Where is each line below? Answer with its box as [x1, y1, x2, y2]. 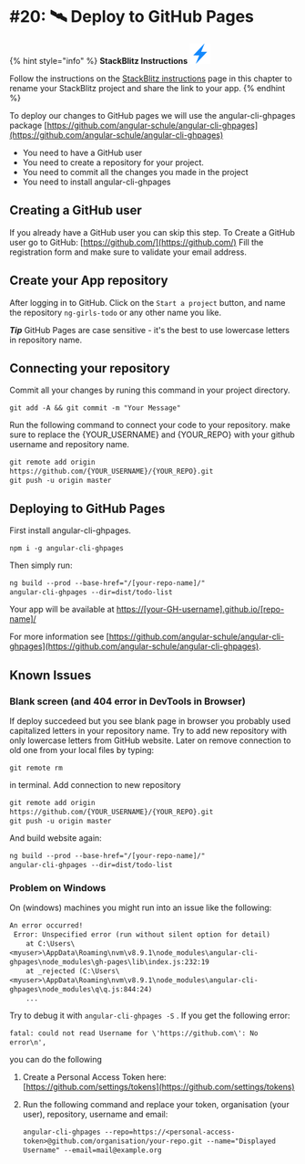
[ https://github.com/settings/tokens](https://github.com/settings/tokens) [22, 1082, 295, 1093]
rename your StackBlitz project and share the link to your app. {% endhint [9, 82, 285, 93]
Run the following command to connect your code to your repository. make [9, 420, 291, 431]
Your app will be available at [9, 603, 115, 615]
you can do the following [9, 1054, 103, 1065]
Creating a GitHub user [9, 203, 143, 218]
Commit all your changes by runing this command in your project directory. [9, 384, 290, 396]
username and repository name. [9, 439, 130, 450]
